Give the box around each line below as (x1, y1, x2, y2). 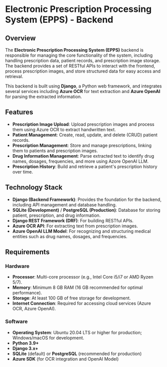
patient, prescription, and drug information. (12, 212, 101, 218)
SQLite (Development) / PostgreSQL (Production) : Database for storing (12, 207, 161, 213)
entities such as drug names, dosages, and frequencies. (12, 233, 128, 239)
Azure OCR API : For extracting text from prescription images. (12, 223, 138, 229)
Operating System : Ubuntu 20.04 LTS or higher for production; (12, 329, 142, 335)
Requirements (5, 248, 50, 257)
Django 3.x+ (12, 345, 39, 351)
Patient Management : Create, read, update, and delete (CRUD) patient (12, 132, 158, 138)
